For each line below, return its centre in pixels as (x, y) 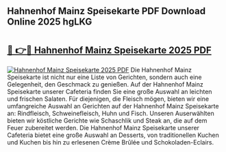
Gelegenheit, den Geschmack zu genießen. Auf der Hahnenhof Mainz (105, 84)
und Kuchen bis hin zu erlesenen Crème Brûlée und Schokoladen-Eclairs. (111, 142)
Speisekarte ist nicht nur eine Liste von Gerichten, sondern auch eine (104, 77)
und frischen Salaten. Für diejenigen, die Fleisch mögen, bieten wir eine (108, 99)
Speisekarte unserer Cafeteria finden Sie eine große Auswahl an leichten (110, 92)
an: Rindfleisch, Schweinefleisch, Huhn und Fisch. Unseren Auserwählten (111, 113)
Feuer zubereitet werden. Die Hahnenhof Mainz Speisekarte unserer (103, 128)
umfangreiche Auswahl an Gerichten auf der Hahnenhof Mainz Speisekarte (113, 106)
